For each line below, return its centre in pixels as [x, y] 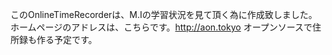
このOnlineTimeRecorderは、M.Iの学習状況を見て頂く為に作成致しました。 [164, 14]
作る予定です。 [67, 39]
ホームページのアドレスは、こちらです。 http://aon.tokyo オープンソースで [161, 27]
